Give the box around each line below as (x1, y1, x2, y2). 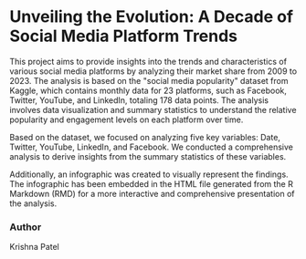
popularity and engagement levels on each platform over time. (9, 114, 244, 125)
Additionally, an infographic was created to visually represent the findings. (9, 169, 290, 180)
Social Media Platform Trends (9, 26, 238, 47)
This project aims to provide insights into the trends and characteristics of (9, 56, 288, 67)
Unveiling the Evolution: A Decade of (9, 6, 294, 27)
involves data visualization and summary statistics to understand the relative (9, 104, 297, 115)
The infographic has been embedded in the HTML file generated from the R (9, 178, 294, 189)
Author (9, 221, 42, 233)
